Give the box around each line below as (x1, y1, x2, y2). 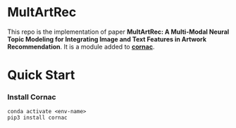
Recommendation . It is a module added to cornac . (7, 42, 155, 51)
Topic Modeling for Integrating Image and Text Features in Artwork (7, 34, 206, 43)
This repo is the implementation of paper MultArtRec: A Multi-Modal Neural (7, 27, 230, 36)
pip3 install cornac (7, 114, 68, 122)
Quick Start (7, 68, 75, 83)
